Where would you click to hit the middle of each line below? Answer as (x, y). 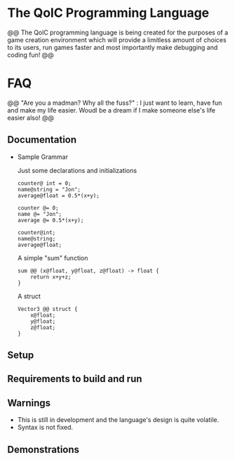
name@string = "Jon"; (49, 189)
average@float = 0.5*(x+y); (58, 196)
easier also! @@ (31, 117)
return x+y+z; (51, 277)
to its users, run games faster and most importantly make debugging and (113, 47)
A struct (29, 296)
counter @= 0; (38, 208)
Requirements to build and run (75, 379)
